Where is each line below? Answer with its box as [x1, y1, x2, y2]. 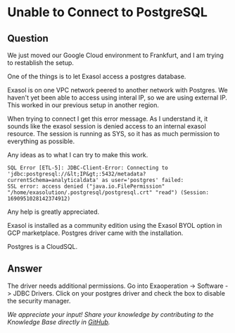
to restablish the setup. [7, 59, 74, 67]
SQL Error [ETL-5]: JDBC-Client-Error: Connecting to [7, 164, 169, 171]
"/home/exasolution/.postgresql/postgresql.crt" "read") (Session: [7, 189, 210, 196]
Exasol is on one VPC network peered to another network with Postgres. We [7, 86, 229, 94]
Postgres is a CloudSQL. [7, 243, 78, 250]
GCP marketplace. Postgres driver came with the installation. [7, 229, 184, 237]
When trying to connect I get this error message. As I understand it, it [7, 114, 208, 123]
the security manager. [7, 296, 71, 305]
